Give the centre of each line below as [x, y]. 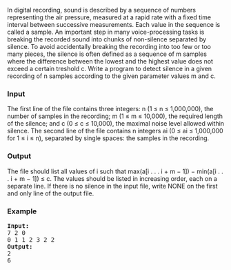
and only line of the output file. [51, 193]
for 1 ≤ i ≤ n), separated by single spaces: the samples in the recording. [108, 138]
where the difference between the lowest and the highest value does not [110, 61]
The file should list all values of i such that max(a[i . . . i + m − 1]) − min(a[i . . [115, 171]
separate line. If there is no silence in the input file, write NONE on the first [113, 186]
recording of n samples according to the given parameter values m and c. [111, 76]
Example [22, 211]
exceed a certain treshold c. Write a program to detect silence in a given [110, 69]
